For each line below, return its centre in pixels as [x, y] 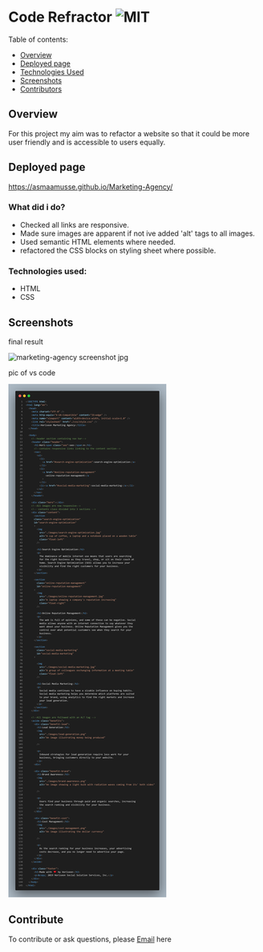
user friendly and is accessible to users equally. [87, 142]
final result [26, 342]
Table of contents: [38, 39]
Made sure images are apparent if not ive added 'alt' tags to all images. [137, 233]
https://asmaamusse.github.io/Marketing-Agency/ [91, 186]
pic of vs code [32, 372]
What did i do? [37, 207]
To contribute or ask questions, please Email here [90, 939]
